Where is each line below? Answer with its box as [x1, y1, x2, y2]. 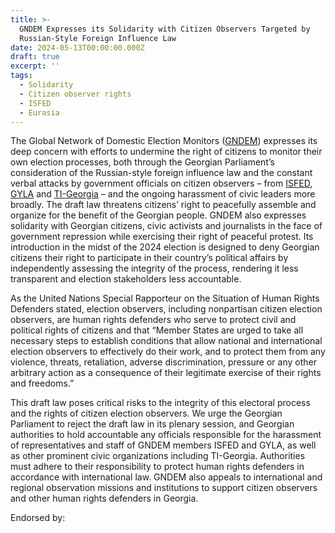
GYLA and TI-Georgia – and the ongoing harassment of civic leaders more [10, 188, 316, 200]
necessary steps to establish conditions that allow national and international [10, 335, 323, 347]
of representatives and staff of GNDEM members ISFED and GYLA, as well [10, 439, 317, 451]
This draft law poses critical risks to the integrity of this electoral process [10, 397, 311, 409]
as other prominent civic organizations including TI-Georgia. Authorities [10, 450, 306, 462]
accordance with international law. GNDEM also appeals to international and [10, 471, 323, 483]
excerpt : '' [10, 61, 60, 71]
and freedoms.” [10, 377, 75, 390]
